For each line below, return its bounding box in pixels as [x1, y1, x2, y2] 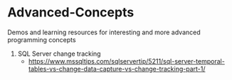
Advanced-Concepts [7, 4, 135, 21]
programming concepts [7, 35, 76, 44]
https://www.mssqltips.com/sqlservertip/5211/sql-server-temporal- [28, 56, 226, 65]
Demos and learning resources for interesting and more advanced [7, 28, 201, 36]
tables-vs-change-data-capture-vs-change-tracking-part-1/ [28, 64, 206, 73]
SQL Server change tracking [17, 49, 101, 58]
